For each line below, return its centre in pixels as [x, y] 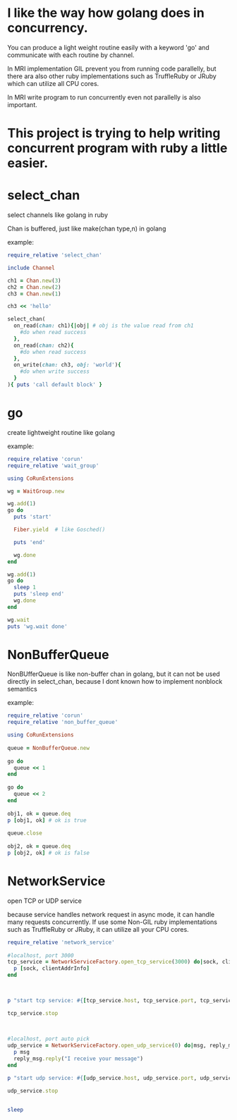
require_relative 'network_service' [61, 942]
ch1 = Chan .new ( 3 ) [34, 281]
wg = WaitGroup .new [36, 491]
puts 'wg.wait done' [38, 626]
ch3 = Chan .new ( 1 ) [34, 294]
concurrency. [48, 28]
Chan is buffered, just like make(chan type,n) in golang [87, 229]
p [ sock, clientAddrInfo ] [52, 968]
